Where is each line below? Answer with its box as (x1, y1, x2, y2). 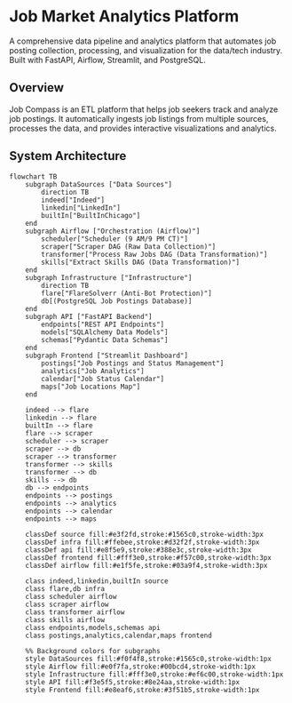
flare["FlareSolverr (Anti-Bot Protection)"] (41, 289, 213, 298)
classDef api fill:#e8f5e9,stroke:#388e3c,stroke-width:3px (25, 545, 252, 555)
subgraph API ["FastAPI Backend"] (25, 312, 153, 321)
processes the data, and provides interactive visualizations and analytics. (9, 123, 277, 133)
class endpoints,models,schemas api (25, 623, 162, 632)
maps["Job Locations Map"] (41, 382, 141, 391)
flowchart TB (9, 172, 58, 181)
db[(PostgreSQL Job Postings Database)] (41, 296, 193, 306)
